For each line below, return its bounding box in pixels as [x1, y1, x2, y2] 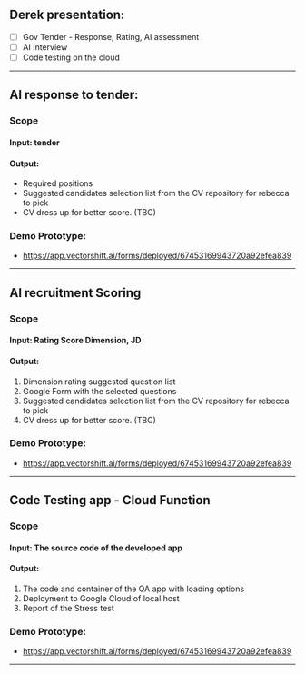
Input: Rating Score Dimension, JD [9, 335, 142, 346]
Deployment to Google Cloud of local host [22, 592, 180, 603]
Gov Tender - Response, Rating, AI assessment [22, 31, 200, 42]
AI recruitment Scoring [9, 285, 142, 301]
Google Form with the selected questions [22, 385, 177, 396]
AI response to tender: [9, 87, 139, 103]
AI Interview [22, 41, 68, 53]
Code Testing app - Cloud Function [9, 492, 211, 508]
